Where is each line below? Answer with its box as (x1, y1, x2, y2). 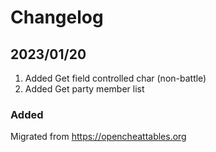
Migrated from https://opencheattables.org (10, 131, 187, 143)
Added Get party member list (24, 83, 145, 95)
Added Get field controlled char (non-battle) (24, 72, 207, 84)
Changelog (10, 6, 104, 29)
